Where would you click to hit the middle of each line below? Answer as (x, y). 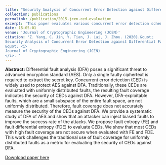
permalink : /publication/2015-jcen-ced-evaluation (58, 19)
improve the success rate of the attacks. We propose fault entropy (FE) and (82, 122)
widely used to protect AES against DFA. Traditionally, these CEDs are (76, 85)
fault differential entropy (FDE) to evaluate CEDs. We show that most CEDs (81, 127)
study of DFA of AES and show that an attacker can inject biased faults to (80, 117)
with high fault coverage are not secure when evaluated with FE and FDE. (80, 132)
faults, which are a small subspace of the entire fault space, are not (74, 101)
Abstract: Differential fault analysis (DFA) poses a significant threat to (76, 69)
